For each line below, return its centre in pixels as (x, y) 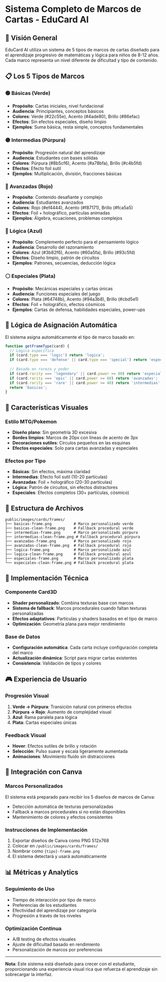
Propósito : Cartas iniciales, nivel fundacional (58, 106)
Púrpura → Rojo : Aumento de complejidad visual (62, 712)
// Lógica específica (32, 351)
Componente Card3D (31, 592)
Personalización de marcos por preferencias (57, 950)
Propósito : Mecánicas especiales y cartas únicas (62, 288)
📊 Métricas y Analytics (42, 872)
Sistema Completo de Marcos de (73, 9)
